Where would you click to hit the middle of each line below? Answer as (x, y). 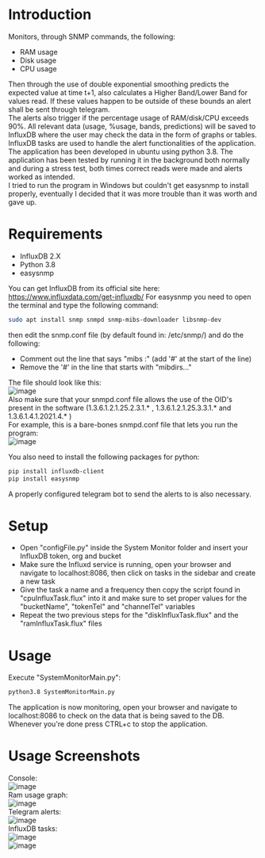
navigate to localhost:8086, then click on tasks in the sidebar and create (138, 573)
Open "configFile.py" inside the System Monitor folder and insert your (134, 548)
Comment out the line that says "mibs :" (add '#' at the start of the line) (136, 358)
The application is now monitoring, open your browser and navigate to (123, 707)
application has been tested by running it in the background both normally (129, 159)
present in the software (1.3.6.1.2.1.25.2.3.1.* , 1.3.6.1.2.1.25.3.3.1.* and (120, 408)
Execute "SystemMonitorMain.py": (65, 678)
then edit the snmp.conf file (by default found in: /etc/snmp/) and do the (126, 335)
